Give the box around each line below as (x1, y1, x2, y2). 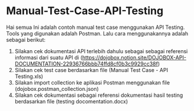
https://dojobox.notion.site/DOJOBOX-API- (82, 54, 186, 61)
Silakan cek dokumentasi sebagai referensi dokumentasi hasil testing (14, 92, 183, 99)
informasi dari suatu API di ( (14, 54, 83, 61)
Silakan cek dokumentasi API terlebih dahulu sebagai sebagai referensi (14, 47, 188, 54)
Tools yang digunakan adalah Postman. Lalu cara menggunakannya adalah (6, 30, 189, 37)
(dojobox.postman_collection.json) (14, 85, 99, 92)
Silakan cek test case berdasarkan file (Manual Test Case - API (14, 66, 169, 73)
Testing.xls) (14, 73, 43, 80)
